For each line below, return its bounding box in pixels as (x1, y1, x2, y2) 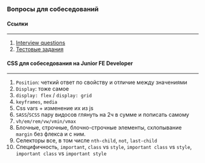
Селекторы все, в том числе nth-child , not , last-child (15, 137, 158, 144)
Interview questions (15, 39, 66, 47)
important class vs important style (15, 150, 107, 157)
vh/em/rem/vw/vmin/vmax (15, 119, 77, 125)
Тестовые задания (15, 46, 64, 53)
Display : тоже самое (15, 85, 69, 92)
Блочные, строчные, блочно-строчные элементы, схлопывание (15, 124, 182, 131)
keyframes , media (15, 98, 58, 105)
